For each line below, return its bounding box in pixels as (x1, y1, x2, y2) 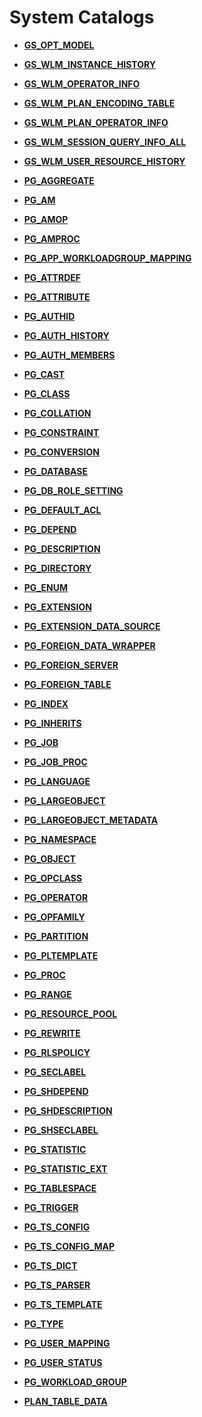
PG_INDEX (23, 697, 69, 710)
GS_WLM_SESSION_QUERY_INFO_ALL (23, 136, 187, 148)
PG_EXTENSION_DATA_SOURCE (23, 620, 161, 632)
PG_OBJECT (23, 852, 76, 865)
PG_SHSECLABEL (23, 1124, 99, 1136)
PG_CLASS (23, 387, 71, 400)
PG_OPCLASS (23, 872, 83, 884)
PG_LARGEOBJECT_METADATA (23, 814, 159, 826)
